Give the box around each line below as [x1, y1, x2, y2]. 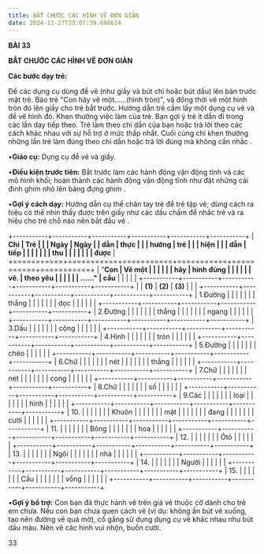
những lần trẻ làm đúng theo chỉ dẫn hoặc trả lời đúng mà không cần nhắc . [8, 136, 252, 146]
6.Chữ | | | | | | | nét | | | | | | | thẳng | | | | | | [58, 356, 195, 366]
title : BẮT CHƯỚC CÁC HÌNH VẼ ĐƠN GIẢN [8, 11, 139, 20]
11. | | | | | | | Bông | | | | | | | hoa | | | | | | [50, 423, 177, 433]
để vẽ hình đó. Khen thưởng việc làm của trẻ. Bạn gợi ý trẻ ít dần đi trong [8, 111, 244, 121]
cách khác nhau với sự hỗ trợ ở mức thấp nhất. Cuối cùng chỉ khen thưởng [8, 128, 249, 138]
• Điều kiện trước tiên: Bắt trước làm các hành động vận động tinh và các [8, 167, 246, 177]
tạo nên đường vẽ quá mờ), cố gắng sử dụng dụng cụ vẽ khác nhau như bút [8, 514, 254, 524]
